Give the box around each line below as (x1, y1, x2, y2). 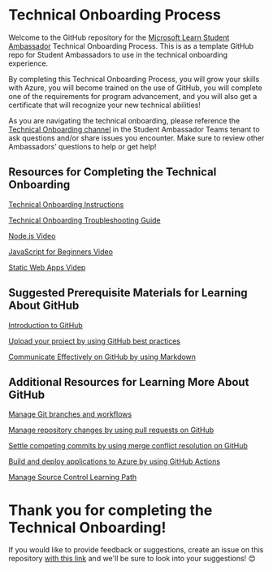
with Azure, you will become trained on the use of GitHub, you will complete (8, 83, 262, 93)
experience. (8, 58, 49, 68)
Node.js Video (8, 231, 56, 240)
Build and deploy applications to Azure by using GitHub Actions (8, 456, 221, 466)
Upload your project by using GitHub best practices (8, 335, 181, 346)
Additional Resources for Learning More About (8, 375, 249, 389)
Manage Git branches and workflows (8, 409, 132, 419)
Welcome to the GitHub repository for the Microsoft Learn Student (8, 32, 230, 42)
